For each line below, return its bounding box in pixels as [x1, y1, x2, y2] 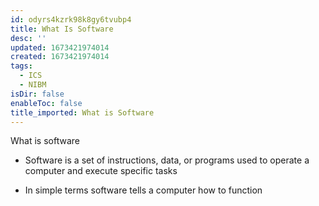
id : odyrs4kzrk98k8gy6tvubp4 [10, 14, 132, 25]
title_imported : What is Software [10, 107, 155, 118]
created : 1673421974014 [10, 52, 110, 62]
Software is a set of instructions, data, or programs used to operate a [24, 154, 310, 166]
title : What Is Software [10, 24, 114, 34]
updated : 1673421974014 [10, 42, 110, 53]
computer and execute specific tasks [24, 165, 178, 177]
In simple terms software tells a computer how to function [24, 184, 263, 196]
